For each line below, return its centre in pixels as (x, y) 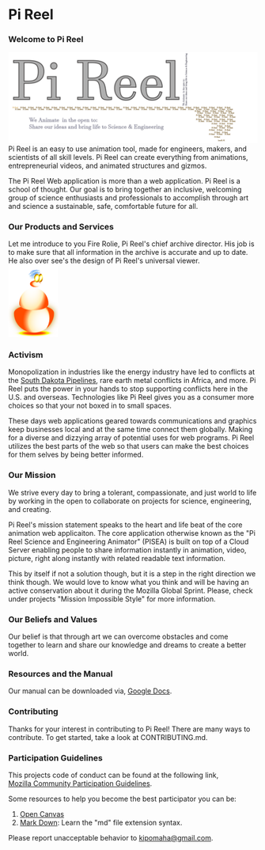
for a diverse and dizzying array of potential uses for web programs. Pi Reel (131, 438)
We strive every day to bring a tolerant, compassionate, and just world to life (132, 492)
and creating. (30, 509)
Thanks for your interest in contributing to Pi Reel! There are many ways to (129, 729)
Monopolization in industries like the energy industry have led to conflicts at (132, 372)
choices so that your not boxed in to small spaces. (90, 406)
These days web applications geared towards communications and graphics (132, 421)
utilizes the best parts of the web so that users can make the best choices (129, 446)
